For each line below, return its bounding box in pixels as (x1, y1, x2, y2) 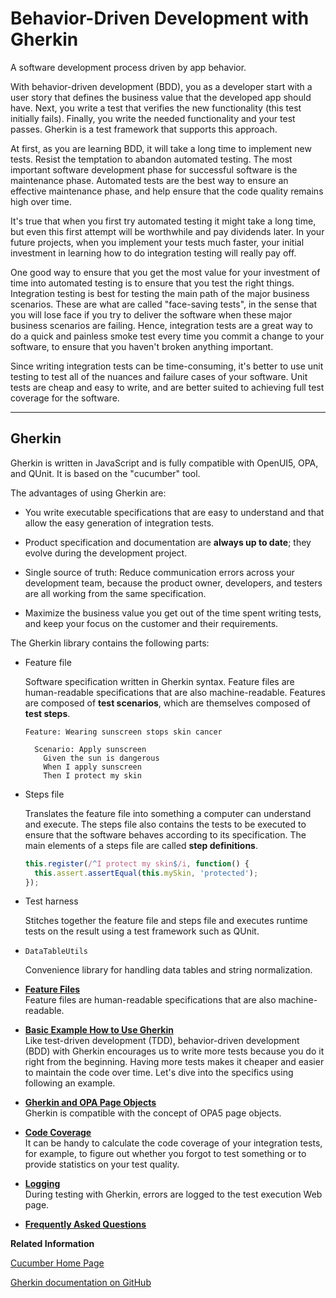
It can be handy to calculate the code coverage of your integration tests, (24, 1137, 323, 1149)
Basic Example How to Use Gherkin (24, 1024, 174, 1036)
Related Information (10, 1238, 95, 1250)
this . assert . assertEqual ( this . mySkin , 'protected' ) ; (34, 868, 259, 878)
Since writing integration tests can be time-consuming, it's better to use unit (10, 360, 324, 372)
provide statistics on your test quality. (24, 1158, 180, 1171)
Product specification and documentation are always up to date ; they (24, 536, 312, 548)
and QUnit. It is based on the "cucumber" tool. (10, 467, 201, 479)
